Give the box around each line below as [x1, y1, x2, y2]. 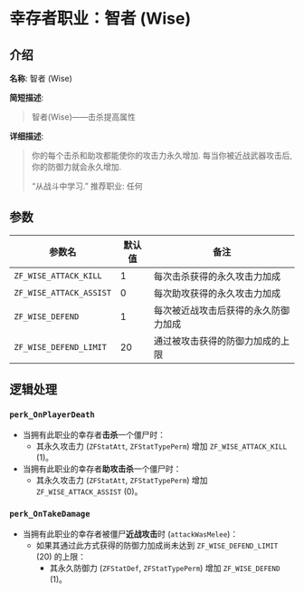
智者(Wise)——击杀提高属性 [31, 112, 136, 122]
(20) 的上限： [35, 550, 87, 562]
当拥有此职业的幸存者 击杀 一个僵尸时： [22, 429, 166, 440]
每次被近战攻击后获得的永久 [153, 304, 272, 316]
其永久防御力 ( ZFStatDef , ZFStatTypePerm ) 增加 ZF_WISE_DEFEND [49, 562, 280, 573]
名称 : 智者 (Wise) [9, 73, 72, 83]
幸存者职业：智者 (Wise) [9, 8, 192, 29]
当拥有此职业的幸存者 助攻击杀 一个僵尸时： [22, 463, 182, 474]
